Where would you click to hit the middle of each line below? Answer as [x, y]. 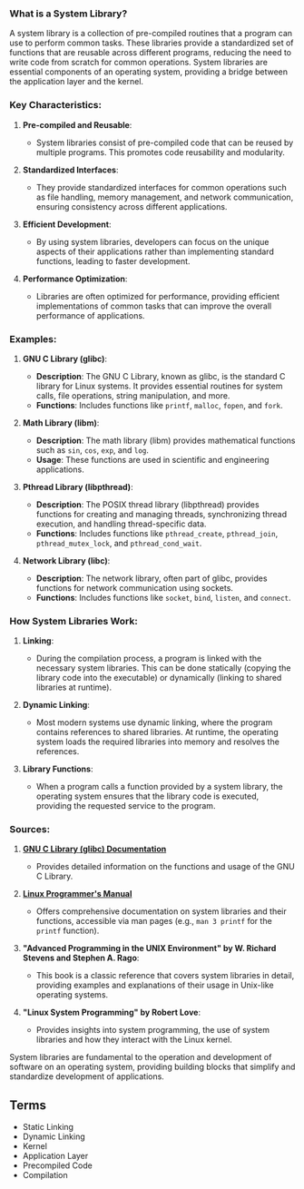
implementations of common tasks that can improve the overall [154, 306]
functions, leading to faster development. [113, 260]
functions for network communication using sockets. [135, 587]
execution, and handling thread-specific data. [121, 524]
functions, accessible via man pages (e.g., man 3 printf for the [154, 921]
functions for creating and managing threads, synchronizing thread [162, 514]
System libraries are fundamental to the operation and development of [141, 1057]
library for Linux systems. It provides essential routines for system [159, 386]
